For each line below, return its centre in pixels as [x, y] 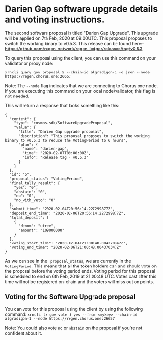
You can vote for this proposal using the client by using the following [74, 309]
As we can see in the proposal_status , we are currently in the [68, 261]
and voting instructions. [55, 19]
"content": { [23, 119]
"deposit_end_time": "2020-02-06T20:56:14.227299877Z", [68, 213]
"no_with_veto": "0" [35, 200]
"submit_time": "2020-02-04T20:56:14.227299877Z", [62, 209]
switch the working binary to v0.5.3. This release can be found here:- [75, 43]
